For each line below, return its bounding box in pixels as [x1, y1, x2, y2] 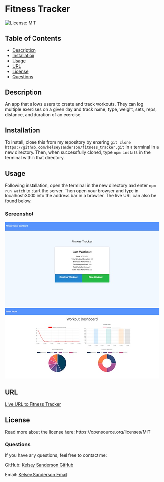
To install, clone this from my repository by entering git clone [5, 139, 131, 145]
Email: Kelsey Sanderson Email [5, 472, 67, 478]
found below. [5, 198, 32, 204]
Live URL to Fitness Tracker [5, 401, 61, 407]
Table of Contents [5, 34, 62, 43]
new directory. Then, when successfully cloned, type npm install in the [5, 149, 151, 155]
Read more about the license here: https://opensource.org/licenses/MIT [5, 429, 151, 435]
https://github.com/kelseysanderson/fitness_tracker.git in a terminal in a [5, 145, 159, 150]
